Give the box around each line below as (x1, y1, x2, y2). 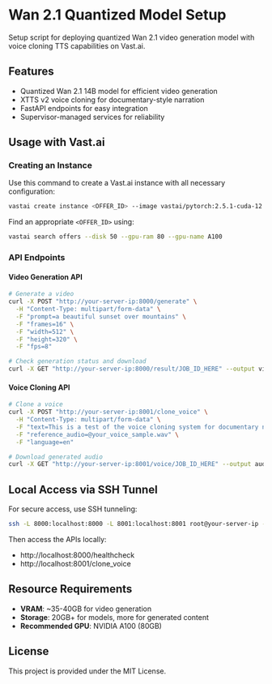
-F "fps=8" (15, 343, 53, 351)
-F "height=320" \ (15, 335, 79, 344)
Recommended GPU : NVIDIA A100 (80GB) (19, 621, 162, 631)
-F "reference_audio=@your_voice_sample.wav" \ (15, 430, 180, 438)
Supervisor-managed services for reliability (19, 112, 165, 122)
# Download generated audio (8, 452, 104, 461)
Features (8, 65, 54, 79)
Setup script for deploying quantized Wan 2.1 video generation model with (8, 32, 255, 42)
